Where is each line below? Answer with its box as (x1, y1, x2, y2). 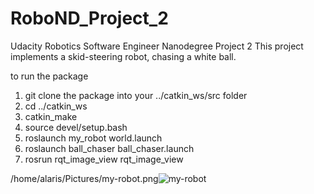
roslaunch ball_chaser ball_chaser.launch (24, 142, 195, 154)
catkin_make (24, 110, 78, 122)
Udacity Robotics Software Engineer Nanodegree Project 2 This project (10, 40, 304, 52)
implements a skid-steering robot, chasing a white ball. (10, 50, 237, 62)
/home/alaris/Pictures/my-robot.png (10, 172, 159, 184)
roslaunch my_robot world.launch (24, 132, 163, 144)
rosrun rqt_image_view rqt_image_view (24, 153, 184, 165)
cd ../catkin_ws (24, 100, 88, 112)
